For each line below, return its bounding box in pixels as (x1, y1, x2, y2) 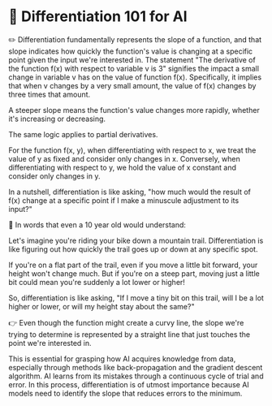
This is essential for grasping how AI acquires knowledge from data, (8, 353, 236, 364)
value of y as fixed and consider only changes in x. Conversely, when (8, 153, 241, 163)
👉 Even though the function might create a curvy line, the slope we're (8, 317, 244, 327)
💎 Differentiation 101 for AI (8, 7, 188, 26)
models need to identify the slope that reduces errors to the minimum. (8, 388, 243, 398)
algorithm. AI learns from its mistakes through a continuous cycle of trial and (8, 371, 264, 381)
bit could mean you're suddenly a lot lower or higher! (8, 277, 185, 287)
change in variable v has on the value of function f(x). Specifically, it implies (8, 72, 262, 82)
